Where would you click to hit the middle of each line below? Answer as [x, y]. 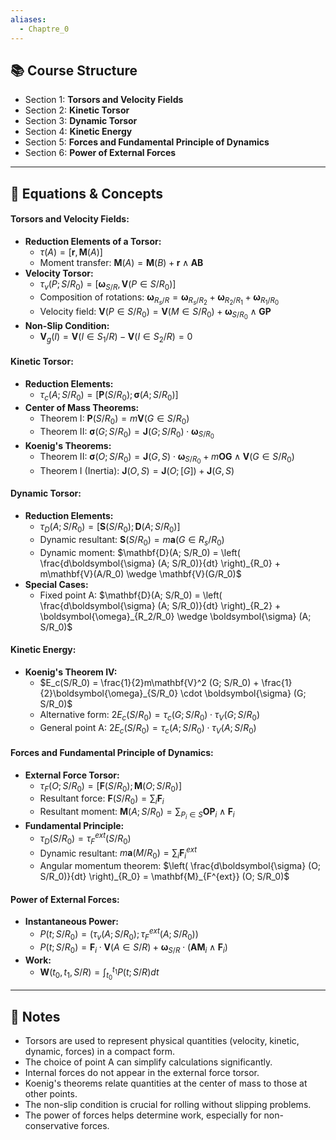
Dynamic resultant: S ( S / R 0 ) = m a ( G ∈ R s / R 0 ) [132, 540]
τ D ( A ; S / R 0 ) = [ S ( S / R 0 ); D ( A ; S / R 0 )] [110, 528]
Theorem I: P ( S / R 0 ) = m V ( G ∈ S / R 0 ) [114, 419]
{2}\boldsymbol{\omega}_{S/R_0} [109, 693]
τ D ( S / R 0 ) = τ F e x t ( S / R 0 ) [85, 838]
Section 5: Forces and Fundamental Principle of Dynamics [147, 142]
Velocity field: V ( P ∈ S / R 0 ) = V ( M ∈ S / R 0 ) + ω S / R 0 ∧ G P [155, 313]
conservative [51, 1126]
